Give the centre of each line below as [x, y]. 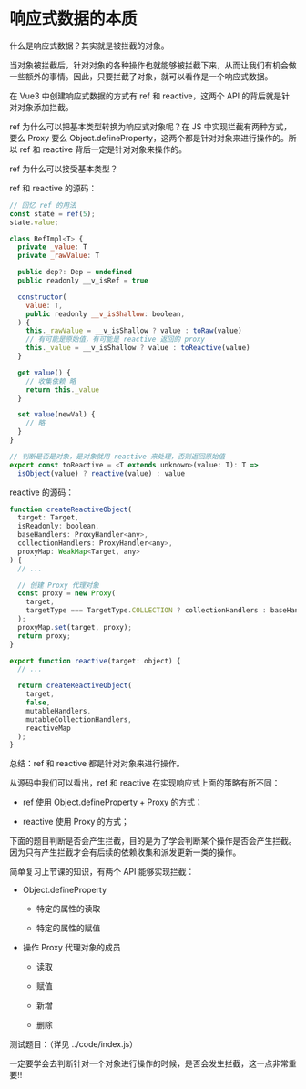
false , [38, 703]
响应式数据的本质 [74, 19]
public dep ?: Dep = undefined [75, 272]
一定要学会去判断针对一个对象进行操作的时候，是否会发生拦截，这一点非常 [149, 1063]
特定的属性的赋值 [68, 928]
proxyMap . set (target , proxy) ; [75, 627]
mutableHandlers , [59, 711]
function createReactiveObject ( [71, 509]
